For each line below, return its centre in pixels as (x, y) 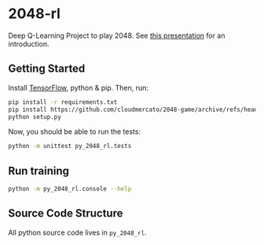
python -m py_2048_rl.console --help (70, 189)
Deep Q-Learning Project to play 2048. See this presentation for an (117, 35)
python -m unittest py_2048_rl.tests (70, 147)
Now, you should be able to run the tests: (75, 132)
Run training (38, 171)
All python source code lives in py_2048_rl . (77, 232)
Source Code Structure (66, 213)
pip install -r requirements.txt (63, 102)
